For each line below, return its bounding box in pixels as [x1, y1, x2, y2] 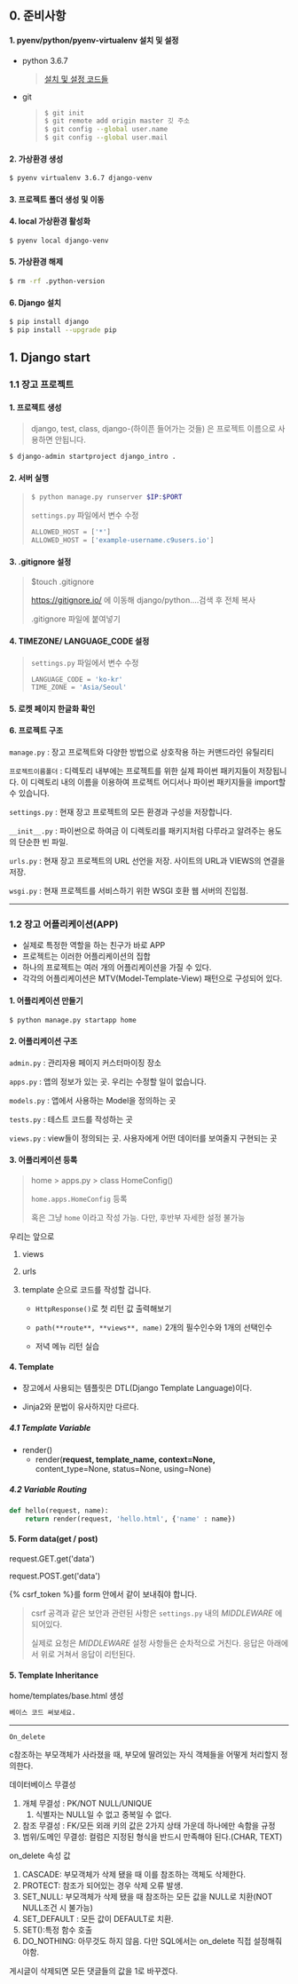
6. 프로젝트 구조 [9, 725, 64, 736]
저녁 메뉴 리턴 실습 [35, 1340, 100, 1351]
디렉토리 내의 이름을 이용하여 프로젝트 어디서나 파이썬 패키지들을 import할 [29, 777, 286, 787]
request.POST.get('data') [9, 1570, 101, 1581]
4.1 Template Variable [9, 1422, 91, 1433]
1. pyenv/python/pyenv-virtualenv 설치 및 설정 [9, 35, 179, 45]
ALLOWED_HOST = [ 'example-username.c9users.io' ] [30, 536, 215, 545]
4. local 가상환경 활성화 [9, 216, 91, 226]
